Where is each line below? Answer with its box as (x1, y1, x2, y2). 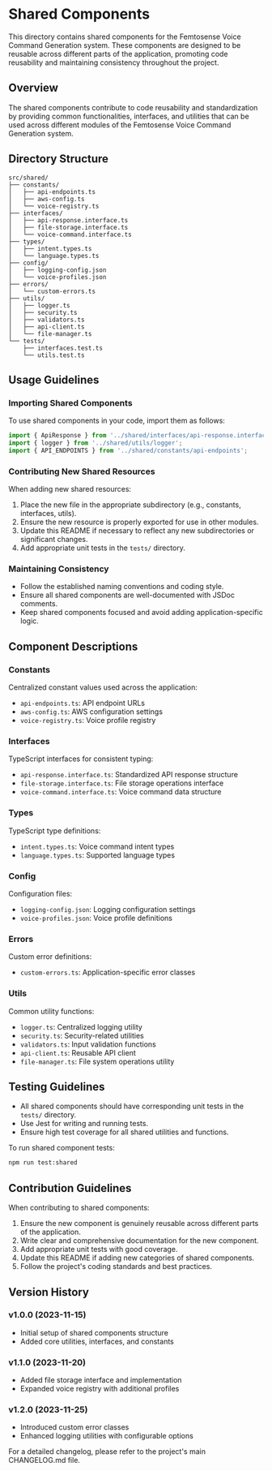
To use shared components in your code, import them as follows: (8, 415, 225, 426)
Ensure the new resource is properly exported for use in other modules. (19, 517, 259, 527)
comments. (19, 599, 58, 609)
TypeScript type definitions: (8, 825, 101, 836)
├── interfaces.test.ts (23, 344, 104, 352)
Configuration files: (8, 889, 73, 899)
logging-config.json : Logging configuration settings (19, 905, 196, 914)
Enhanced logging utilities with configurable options (19, 1431, 194, 1441)
